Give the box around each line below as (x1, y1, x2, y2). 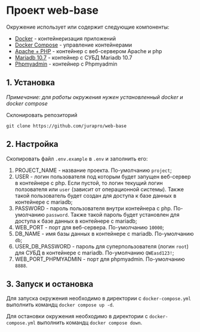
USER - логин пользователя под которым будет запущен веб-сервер (14, 173, 191, 180)
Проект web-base (6, 4, 99, 17)
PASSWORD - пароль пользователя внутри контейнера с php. (14, 204, 173, 212)
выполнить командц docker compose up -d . (6, 301, 115, 308)
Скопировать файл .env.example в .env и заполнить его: (6, 155, 148, 162)
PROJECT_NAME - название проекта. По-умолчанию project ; (14, 167, 172, 174)
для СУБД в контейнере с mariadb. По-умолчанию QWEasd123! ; (14, 249, 174, 256)
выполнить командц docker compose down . (36, 319, 143, 326)
